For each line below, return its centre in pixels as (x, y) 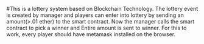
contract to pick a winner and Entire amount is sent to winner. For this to (97, 28)
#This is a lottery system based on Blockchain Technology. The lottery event (102, 9)
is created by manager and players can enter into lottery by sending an (95, 15)
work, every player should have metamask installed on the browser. (91, 34)
